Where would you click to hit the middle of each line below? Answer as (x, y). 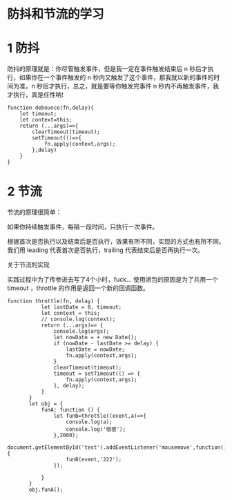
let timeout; (38, 114)
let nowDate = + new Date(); (95, 338)
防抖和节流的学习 (56, 14)
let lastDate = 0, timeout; (81, 307)
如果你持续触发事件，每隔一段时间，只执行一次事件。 (83, 227)
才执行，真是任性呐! (36, 95)
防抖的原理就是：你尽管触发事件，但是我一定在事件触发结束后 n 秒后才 (108, 69)
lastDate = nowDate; (96, 349)
